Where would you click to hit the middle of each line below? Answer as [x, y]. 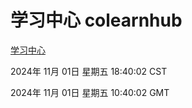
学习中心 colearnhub [96, 20]
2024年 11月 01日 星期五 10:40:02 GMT [90, 92]
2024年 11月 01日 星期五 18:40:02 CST [89, 71]
